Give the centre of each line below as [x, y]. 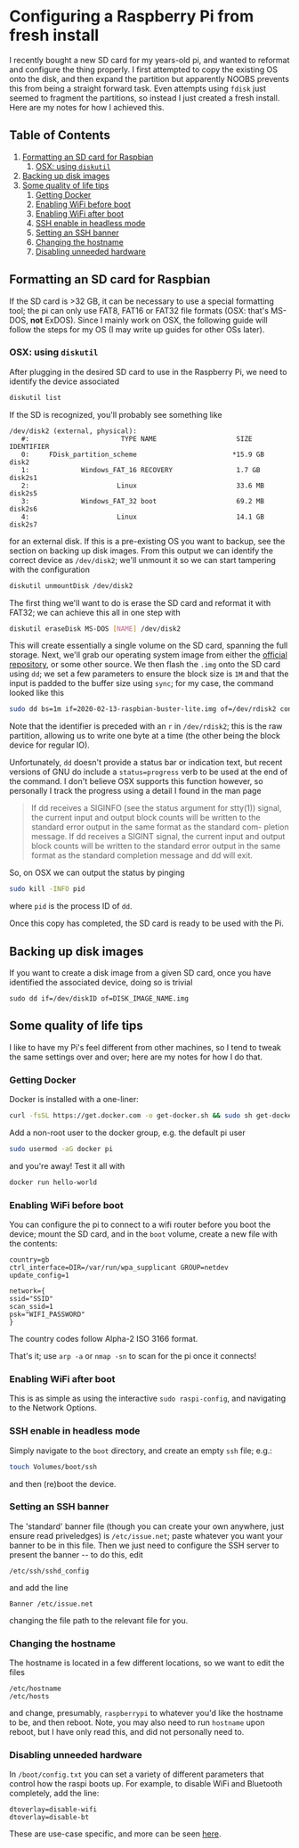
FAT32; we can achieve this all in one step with [95, 612]
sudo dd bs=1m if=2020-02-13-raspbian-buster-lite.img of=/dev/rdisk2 [143, 709]
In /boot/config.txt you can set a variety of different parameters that [137, 1774]
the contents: [33, 1244]
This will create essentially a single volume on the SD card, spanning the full [149, 646]
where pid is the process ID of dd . [71, 906]
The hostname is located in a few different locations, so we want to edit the [147, 1663]
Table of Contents [60, 135]
